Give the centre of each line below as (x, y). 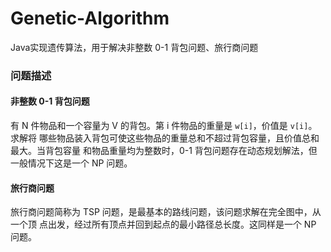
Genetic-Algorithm (90, 18)
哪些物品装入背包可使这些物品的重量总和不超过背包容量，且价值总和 (179, 138)
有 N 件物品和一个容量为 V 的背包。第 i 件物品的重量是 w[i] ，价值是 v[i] (159, 126)
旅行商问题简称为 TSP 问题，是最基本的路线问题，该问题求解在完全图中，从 (166, 212)
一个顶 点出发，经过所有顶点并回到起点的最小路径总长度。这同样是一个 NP (163, 224)
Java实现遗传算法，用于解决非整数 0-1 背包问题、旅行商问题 (134, 47)
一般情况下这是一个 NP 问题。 (71, 163)
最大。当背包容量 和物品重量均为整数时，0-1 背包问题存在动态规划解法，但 (164, 151)
